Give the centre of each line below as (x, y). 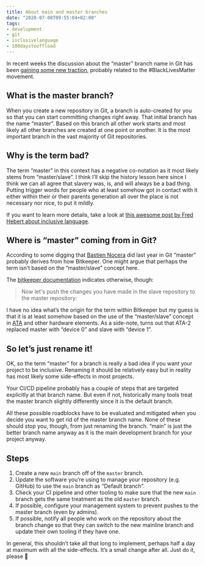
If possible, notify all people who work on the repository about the (98, 518)
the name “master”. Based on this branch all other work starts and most (96, 123)
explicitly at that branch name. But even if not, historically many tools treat (99, 395)
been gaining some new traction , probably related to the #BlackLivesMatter (101, 70)
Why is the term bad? (48, 156)
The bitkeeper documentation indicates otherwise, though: (80, 280)
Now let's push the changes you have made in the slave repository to (108, 292)
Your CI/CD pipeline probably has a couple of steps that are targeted (92, 388)
